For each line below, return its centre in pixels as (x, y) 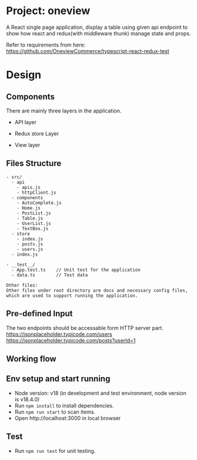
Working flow (31, 358)
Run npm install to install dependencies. (64, 405)
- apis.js (29, 187)
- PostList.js (34, 213)
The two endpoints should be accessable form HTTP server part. (85, 327)
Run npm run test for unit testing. (55, 451)
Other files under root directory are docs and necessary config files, (97, 290)
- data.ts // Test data (50, 275)
